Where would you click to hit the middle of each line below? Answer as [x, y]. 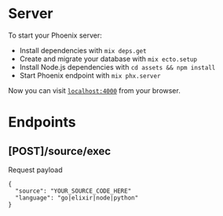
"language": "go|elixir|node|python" [77, 198]
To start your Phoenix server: [55, 35]
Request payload [35, 170]
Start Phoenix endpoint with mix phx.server [90, 75]
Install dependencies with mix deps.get [83, 50]
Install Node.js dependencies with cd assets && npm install [117, 67]
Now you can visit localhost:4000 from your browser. [94, 90]
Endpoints [42, 122]
